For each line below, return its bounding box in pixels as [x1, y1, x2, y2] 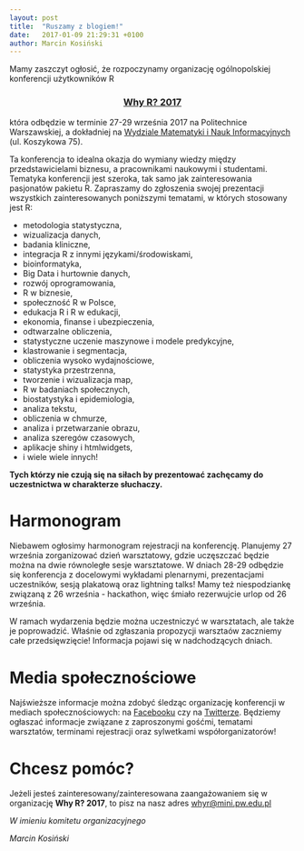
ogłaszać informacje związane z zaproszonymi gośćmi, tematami [9, 716, 253, 727]
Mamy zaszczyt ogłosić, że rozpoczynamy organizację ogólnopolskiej [9, 64, 270, 75]
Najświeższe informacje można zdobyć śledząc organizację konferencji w [9, 697, 286, 708]
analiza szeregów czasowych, [22, 432, 135, 443]
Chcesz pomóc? [9, 758, 134, 778]
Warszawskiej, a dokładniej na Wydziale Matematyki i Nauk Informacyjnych [9, 126, 290, 137]
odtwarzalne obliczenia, [22, 325, 113, 336]
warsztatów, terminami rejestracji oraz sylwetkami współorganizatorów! [9, 726, 277, 737]
